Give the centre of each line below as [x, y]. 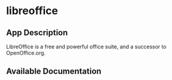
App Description [37, 33]
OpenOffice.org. [26, 53]
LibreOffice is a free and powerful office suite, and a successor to [86, 46]
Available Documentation [54, 71]
